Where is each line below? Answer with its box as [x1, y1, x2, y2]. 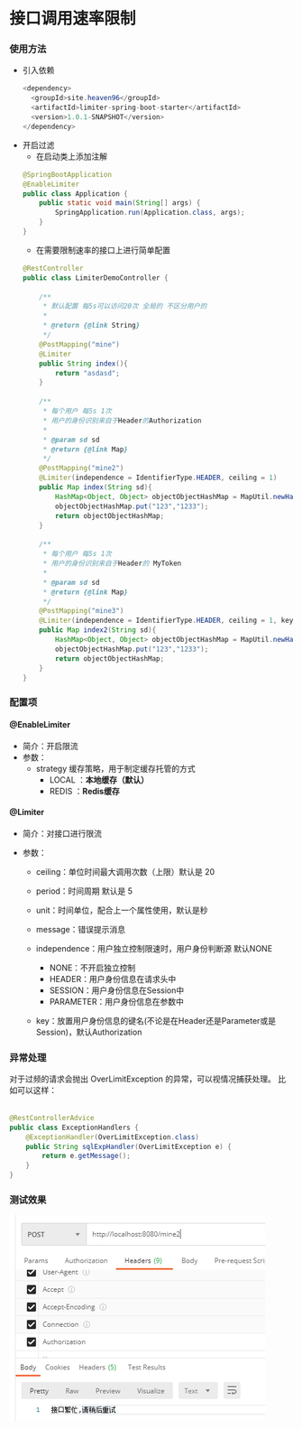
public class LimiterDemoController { [22, 273, 169, 283]
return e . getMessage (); [41, 1152, 131, 1161]
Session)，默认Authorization [35, 1026, 142, 1037]
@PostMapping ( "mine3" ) [39, 607, 124, 616]
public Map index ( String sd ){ [39, 483, 152, 492]
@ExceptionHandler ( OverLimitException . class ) [25, 1132, 200, 1142]
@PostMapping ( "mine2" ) [39, 464, 124, 473]
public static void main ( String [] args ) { [39, 199, 201, 208]
